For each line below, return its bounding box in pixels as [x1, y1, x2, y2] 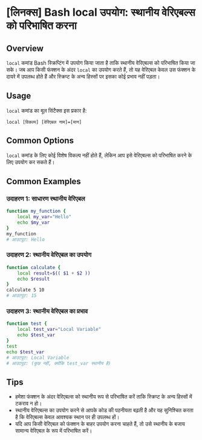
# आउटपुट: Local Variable [6, 355, 70, 361]
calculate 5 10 [6, 287, 45, 293]
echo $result [17, 276, 50, 282]
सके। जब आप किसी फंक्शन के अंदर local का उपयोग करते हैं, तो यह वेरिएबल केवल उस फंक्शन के [6, 66, 196, 73]
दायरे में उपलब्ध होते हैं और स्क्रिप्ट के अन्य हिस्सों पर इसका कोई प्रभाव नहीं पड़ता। [6, 73, 160, 80]
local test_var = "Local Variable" [17, 327, 102, 333]
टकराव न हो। [15, 400, 42, 407]
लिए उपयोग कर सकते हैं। [6, 158, 55, 165]
